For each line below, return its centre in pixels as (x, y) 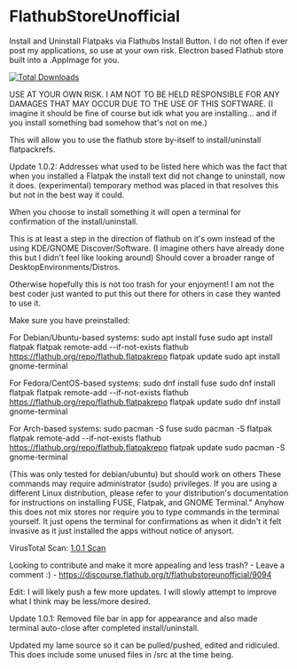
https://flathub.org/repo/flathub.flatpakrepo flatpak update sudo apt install (145, 356)
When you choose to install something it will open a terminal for (125, 211)
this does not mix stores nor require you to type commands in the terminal (144, 512)
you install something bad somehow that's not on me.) (109, 123)
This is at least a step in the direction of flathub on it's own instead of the (142, 238)
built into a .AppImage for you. (64, 60)
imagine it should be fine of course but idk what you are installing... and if (143, 113)
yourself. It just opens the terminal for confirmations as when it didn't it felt (145, 521)
